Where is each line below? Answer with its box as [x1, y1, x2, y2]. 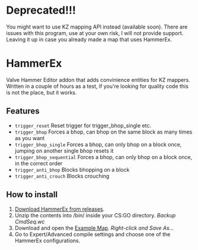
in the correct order [14, 160, 63, 167]
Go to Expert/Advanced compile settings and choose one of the [14, 230, 171, 238]
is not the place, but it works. [6, 88, 77, 96]
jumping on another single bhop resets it [14, 147, 114, 154]
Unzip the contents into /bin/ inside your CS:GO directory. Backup [14, 211, 176, 219]
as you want [14, 134, 45, 141]
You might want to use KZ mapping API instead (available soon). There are [6, 23, 188, 30]
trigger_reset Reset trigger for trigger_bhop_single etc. [14, 122, 151, 129]
